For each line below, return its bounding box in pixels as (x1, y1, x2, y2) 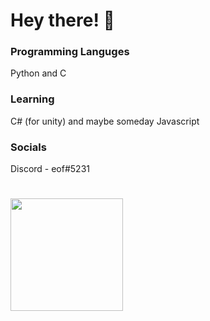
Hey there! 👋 (10, 9, 115, 32)
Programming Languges (10, 45, 130, 59)
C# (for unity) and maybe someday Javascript (10, 115, 200, 127)
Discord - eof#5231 (10, 163, 90, 175)
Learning (10, 92, 55, 106)
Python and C (10, 67, 67, 79)
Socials (10, 140, 47, 154)
